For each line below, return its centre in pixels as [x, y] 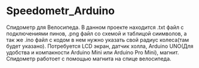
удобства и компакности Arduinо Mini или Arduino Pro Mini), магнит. [93, 52]
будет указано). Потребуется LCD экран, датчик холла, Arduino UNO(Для [100, 46]
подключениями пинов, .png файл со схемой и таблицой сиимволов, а [97, 33]
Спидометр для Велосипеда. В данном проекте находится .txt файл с [95, 27]
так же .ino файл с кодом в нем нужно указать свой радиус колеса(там [98, 40]
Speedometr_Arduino [61, 11]
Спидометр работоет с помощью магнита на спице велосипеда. [89, 59]
